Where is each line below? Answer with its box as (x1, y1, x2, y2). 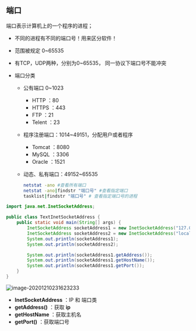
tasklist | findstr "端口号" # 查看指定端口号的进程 (23, 193, 138, 199)
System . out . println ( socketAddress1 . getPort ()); (27, 263, 145, 269)
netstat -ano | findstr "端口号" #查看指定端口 (23, 188, 128, 194)
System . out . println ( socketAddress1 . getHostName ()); (27, 257, 156, 263)
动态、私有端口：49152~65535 (23, 170, 98, 177)
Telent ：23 (32, 119, 60, 126)
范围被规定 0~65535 (14, 47, 64, 54)
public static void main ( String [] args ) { (16, 220, 121, 226)
